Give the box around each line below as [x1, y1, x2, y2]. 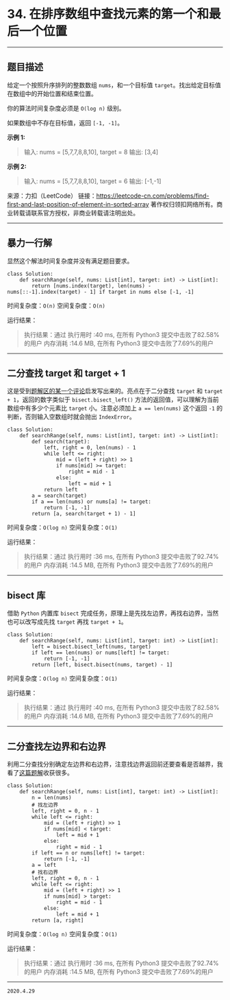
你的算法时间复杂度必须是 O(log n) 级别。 [7, 104, 125, 112]
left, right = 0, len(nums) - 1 [43, 444, 136, 452]
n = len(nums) [31, 794, 72, 801]
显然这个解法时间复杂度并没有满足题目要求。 [7, 257, 133, 265]
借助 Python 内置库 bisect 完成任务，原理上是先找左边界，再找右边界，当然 [7, 609, 219, 618]
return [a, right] [31, 917, 84, 924]
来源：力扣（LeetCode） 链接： [7, 191, 97, 200]
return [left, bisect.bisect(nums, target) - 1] [31, 662, 173, 668]
